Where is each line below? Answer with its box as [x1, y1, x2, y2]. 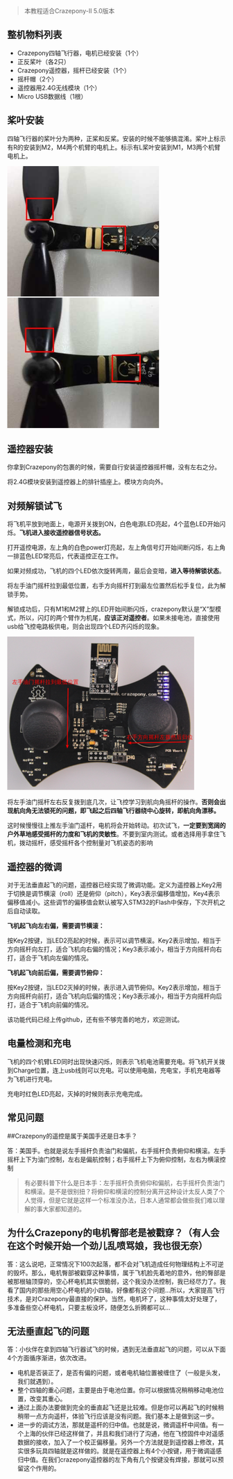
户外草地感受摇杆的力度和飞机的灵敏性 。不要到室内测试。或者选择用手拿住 [7, 830, 220, 838]
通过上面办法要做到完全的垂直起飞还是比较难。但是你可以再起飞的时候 [17, 1403, 218, 1412]
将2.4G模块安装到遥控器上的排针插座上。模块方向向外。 [7, 477, 168, 486]
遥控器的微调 [7, 861, 62, 873]
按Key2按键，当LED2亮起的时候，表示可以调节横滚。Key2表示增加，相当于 [7, 936, 222, 945]
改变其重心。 [29, 1395, 67, 1403]
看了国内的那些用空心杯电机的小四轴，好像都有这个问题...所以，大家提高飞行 [7, 1286, 225, 1294]
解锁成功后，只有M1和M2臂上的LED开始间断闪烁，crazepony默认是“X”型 [7, 605, 216, 614]
